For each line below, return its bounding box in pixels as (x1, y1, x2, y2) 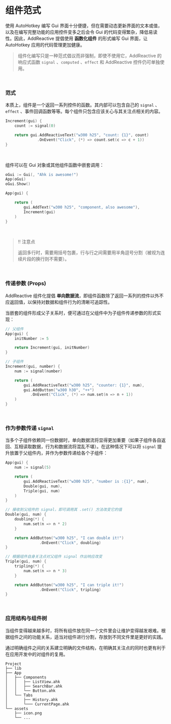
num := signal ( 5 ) (14, 465, 51, 470)
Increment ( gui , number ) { (5, 364, 60, 369)
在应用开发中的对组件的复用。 (5, 651, 68, 657)
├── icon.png (14, 710, 42, 716)
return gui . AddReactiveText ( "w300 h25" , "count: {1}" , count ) (14, 132, 149, 138)
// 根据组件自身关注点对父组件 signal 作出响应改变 (5, 554, 103, 559)
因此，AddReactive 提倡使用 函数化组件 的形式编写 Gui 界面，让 (14, 35, 148, 41)
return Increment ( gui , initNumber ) (14, 345, 90, 350)
